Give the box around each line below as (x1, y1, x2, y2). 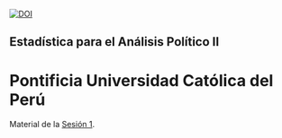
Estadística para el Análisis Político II (9, 34, 220, 49)
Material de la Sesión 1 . (9, 119, 96, 130)
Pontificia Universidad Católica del (9, 70, 274, 91)
